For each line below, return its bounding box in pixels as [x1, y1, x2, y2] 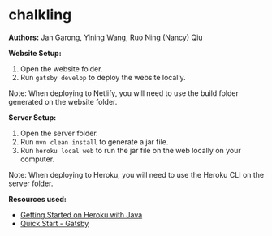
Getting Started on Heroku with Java [19, 209, 143, 220]
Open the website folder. [19, 63, 103, 74]
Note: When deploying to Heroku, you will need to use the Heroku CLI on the [8, 169, 265, 179]
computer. [19, 154, 55, 164]
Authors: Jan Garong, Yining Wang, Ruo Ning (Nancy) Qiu [8, 32, 203, 42]
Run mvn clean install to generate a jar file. [19, 136, 169, 147]
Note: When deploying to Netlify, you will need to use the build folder [8, 88, 240, 98]
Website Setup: [8, 48, 63, 58]
